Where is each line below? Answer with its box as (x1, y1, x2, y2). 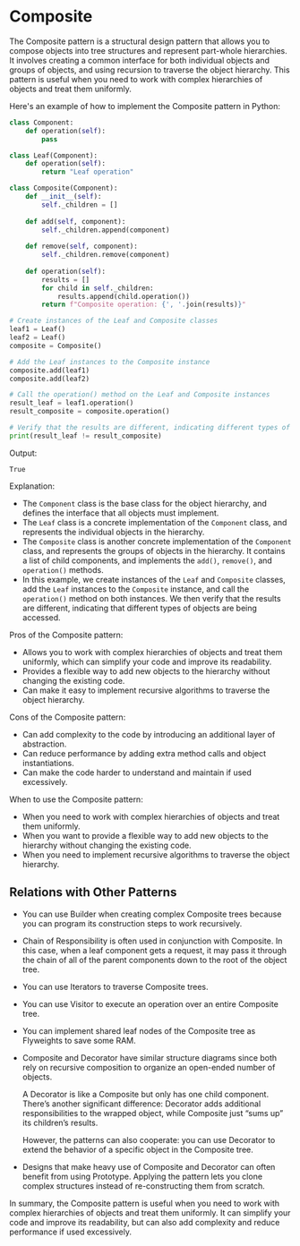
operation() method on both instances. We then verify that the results (21, 593, 281, 603)
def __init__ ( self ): (25, 192, 102, 201)
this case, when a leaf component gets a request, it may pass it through (21, 944, 287, 955)
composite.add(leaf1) (9, 365, 90, 375)
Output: (9, 448, 38, 458)
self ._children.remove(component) (41, 251, 170, 260)
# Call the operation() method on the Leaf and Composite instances (9, 390, 270, 399)
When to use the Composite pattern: (9, 794, 143, 805)
